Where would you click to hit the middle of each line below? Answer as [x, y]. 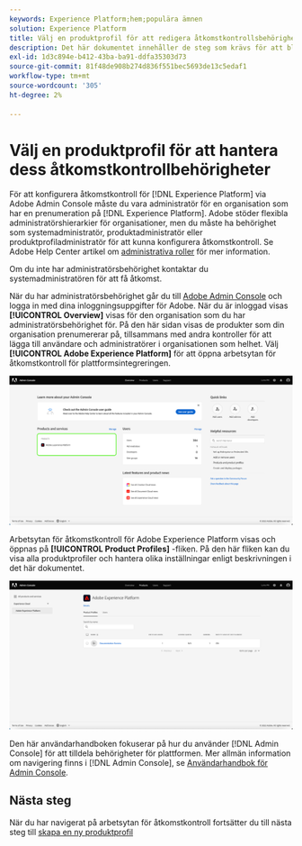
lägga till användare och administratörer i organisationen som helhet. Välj [144, 344]
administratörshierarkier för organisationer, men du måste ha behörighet [143, 223]
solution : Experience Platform [68, 28]
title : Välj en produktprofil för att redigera [100, 38]
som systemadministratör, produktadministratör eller [107, 232]
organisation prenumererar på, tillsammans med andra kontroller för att [141, 334]
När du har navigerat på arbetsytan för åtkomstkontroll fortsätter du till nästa [151, 822]
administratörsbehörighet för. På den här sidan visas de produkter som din [147, 325]
